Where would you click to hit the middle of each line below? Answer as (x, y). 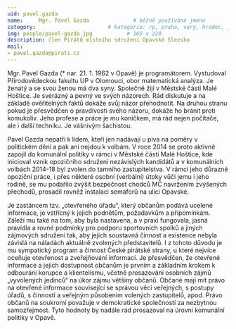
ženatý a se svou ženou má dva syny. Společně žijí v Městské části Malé (112, 88)
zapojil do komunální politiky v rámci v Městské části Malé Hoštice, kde (110, 154)
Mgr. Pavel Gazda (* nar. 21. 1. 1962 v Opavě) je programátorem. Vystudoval (117, 73)
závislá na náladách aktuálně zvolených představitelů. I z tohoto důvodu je (115, 242)
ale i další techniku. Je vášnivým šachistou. (70, 125)
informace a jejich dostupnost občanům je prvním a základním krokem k (111, 265)
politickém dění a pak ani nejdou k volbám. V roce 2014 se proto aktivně (111, 147)
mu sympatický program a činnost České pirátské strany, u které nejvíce (112, 250)
